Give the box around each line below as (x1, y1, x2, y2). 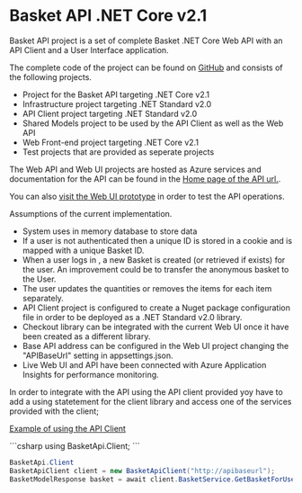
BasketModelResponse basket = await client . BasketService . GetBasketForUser (9, 474, 299, 484)
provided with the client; (9, 406, 99, 417)
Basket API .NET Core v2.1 (9, 5, 208, 26)
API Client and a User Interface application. (9, 44, 169, 55)
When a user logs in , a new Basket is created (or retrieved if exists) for (22, 254, 286, 265)
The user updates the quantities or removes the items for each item (22, 282, 272, 293)
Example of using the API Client (9, 423, 126, 434)
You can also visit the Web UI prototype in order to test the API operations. (9, 191, 285, 202)
